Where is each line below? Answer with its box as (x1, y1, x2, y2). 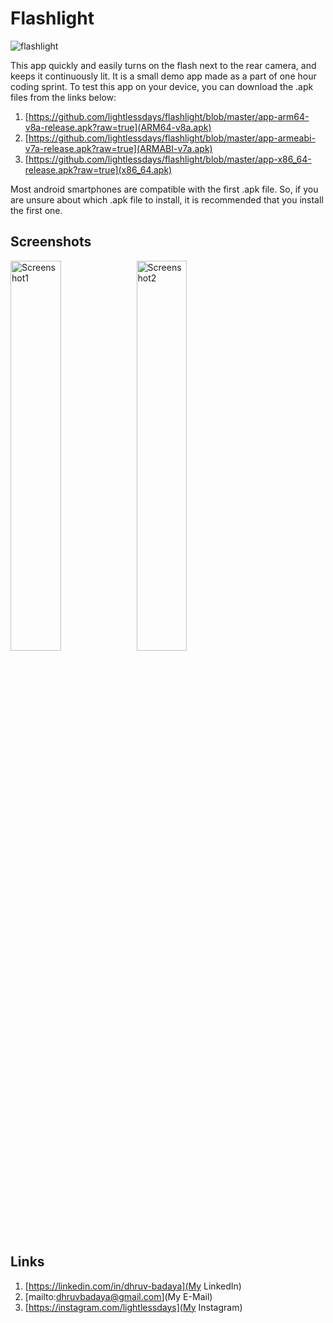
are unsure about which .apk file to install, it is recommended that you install (10, 193, 324, 206)
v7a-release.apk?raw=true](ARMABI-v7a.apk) (24, 142, 213, 154)
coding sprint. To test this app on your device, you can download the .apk (10, 80, 314, 92)
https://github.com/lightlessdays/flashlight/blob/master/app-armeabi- (28, 132, 316, 144)
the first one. (10, 204, 63, 216)
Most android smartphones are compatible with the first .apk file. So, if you (10, 183, 319, 195)
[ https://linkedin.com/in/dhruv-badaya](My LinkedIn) (24, 1280, 242, 1292)
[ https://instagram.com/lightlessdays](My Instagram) (24, 1301, 243, 1313)
